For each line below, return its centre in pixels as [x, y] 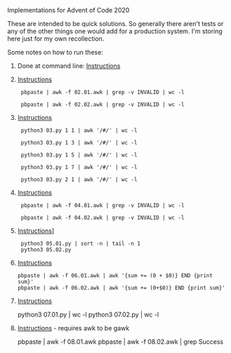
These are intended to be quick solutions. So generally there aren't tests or [115, 24]
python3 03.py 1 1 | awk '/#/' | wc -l [79, 131]
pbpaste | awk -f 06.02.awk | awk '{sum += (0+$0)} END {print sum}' [121, 288]
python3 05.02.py [46, 250]
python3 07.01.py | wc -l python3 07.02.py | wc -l [88, 314]
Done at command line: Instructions [69, 66]
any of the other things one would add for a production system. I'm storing [115, 31]
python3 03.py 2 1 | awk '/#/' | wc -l [79, 180]
